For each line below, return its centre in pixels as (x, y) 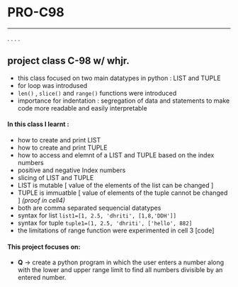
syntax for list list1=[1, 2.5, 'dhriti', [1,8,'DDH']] (97, 215)
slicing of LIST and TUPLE (56, 177)
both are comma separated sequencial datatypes (89, 208)
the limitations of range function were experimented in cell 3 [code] (116, 230)
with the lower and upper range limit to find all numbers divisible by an (120, 270)
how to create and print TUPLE (62, 147)
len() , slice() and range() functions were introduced (97, 93)
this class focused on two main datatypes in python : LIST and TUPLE (119, 78)
